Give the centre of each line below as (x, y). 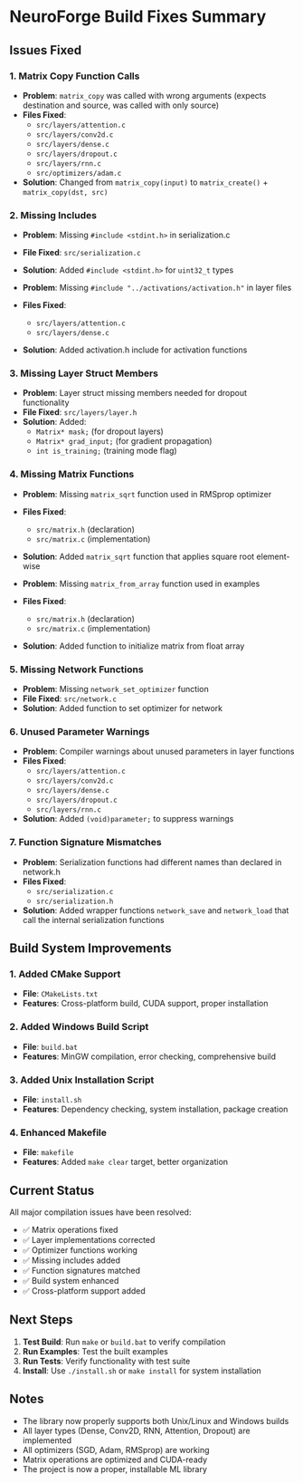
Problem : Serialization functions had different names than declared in (152, 862)
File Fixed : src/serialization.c (82, 253)
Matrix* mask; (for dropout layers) (100, 431)
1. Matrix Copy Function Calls (75, 76)
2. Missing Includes (53, 215)
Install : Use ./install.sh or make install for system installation (142, 1371)
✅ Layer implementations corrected (89, 1240)
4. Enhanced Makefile (58, 1132)
